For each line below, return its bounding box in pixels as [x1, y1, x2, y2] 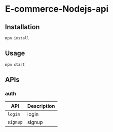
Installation [5, 23, 40, 31]
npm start [5, 62, 25, 67]
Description [27, 103, 55, 110]
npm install [5, 36, 29, 40]
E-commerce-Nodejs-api [5, 3, 109, 15]
